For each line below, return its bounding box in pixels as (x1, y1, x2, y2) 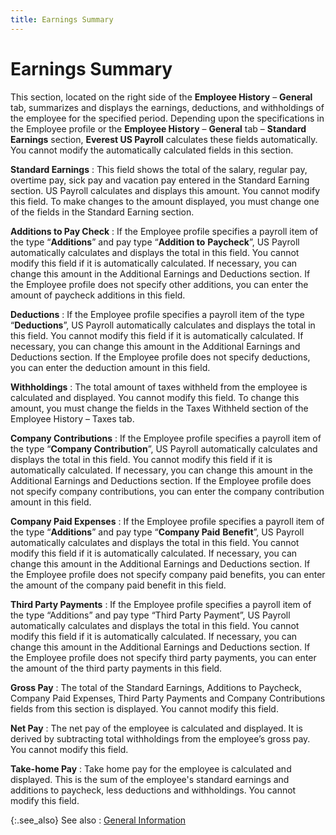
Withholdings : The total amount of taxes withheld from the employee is (10, 381, 308, 393)
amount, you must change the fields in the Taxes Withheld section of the (10, 402, 309, 414)
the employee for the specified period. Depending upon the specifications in (10, 112, 325, 124)
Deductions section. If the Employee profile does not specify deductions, (10, 351, 311, 363)
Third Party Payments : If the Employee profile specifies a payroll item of (10, 598, 312, 610)
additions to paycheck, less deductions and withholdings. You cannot (10, 784, 297, 796)
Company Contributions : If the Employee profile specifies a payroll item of (10, 432, 322, 444)
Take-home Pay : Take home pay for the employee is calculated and (10, 762, 292, 775)
